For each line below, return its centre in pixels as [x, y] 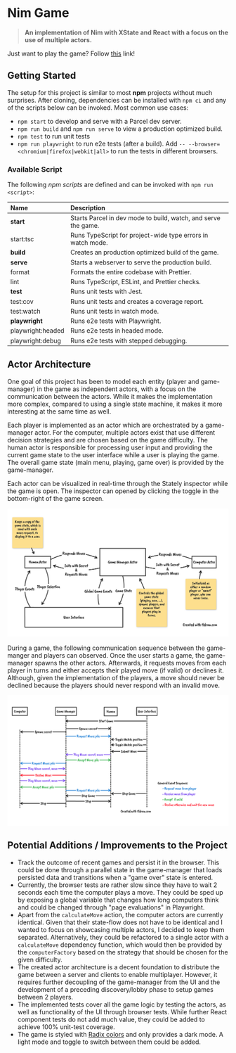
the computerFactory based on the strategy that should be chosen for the [123, 952]
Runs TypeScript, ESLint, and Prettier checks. [136, 282]
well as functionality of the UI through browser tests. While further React [122, 1011]
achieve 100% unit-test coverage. [66, 1027]
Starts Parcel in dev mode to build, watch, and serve [145, 218]
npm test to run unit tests [53, 136]
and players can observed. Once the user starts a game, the [118, 655]
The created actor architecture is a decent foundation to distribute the [118, 967]
